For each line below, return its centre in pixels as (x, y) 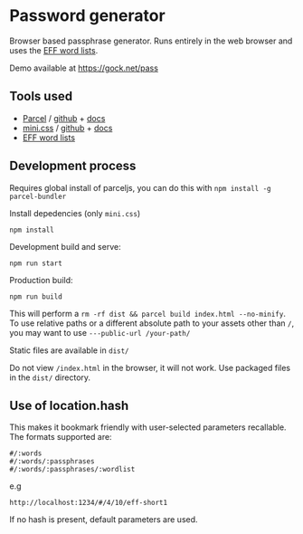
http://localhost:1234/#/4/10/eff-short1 (89, 503)
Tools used (41, 96)
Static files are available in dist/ (69, 350)
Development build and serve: (65, 246)
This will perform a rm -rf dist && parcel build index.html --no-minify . (148, 313)
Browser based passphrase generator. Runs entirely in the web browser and (151, 41)
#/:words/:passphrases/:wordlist (72, 470)
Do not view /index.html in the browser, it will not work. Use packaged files (150, 367)
